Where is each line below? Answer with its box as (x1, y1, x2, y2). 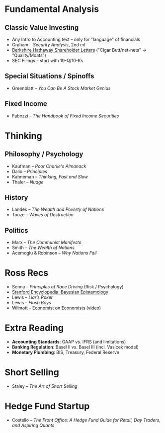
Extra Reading (4, 322, 64, 334)
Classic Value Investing (4, 23, 79, 32)
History (4, 193, 28, 202)
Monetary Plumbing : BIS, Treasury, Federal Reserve (11, 349, 120, 355)
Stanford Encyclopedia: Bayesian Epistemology (11, 289, 109, 295)
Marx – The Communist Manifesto (11, 240, 82, 246)
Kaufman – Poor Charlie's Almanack (11, 163, 86, 169)
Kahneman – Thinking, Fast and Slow (11, 173, 88, 179)
